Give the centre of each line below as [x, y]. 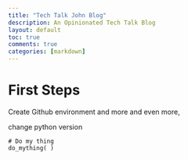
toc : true [24, 37]
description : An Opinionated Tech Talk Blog [82, 23]
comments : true [33, 44]
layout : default [34, 30]
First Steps [44, 90]
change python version [45, 126]
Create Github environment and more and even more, [94, 112]
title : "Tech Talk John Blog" [58, 15]
